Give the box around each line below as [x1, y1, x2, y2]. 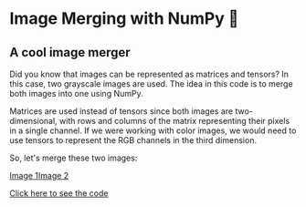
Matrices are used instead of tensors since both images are [9, 106, 234, 117]
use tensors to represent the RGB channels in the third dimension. [9, 135, 258, 145]
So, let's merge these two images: [9, 152, 138, 163]
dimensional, [9, 116, 58, 126]
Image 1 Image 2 [9, 171, 69, 181]
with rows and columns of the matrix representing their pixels [58, 116, 290, 126]
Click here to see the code [9, 188, 109, 199]
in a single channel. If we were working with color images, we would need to [9, 125, 297, 136]
